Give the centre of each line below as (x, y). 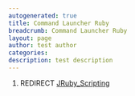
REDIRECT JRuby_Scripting (65, 83)
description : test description (61, 61)
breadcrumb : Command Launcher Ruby (68, 30)
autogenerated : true (43, 16)
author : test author (43, 46)
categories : (28, 53)
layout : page (30, 38)
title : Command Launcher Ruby (59, 23)
